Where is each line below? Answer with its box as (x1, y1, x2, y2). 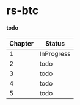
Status (45, 39, 65, 48)
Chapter (9, 39, 34, 48)
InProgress (39, 50, 71, 58)
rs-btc (6, 4, 39, 18)
